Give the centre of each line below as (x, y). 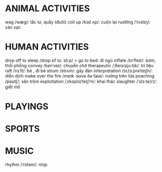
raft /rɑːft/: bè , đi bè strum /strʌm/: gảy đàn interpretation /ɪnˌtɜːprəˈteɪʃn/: (79, 71)
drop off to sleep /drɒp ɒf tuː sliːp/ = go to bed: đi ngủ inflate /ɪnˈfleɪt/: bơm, (81, 60)
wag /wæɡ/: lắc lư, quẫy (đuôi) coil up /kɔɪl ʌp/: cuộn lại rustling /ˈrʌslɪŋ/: (78, 22)
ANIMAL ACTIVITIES (48, 9)
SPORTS (22, 129)
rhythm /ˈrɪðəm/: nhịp (26, 165)
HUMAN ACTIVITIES (47, 47)
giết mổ (13, 87)
